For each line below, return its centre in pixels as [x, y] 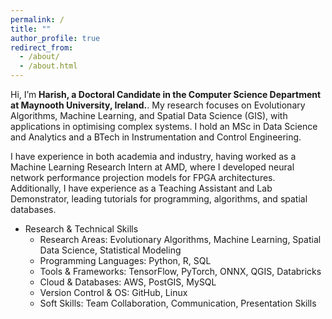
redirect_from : [42, 47]
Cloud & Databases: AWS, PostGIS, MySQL [128, 282]
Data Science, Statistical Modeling [110, 250]
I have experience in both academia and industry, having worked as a [153, 156]
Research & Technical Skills [81, 229]
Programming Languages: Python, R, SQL [125, 260]
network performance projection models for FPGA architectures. [143, 177]
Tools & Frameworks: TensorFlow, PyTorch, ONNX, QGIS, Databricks [180, 271]
